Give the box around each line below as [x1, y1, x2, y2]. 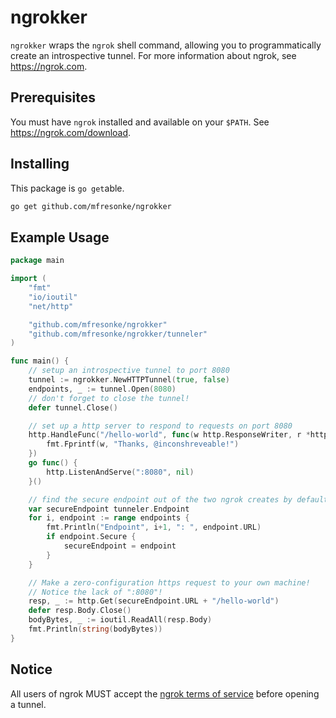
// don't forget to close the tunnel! [28, 393, 190, 403]
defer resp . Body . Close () [28, 606, 132, 616]
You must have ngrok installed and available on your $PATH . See [10, 116, 270, 128]
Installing [10, 156, 70, 173]
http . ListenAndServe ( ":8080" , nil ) [46, 467, 195, 477]
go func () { [28, 458, 78, 468]
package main [10, 256, 65, 266]
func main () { [10, 356, 70, 366]
